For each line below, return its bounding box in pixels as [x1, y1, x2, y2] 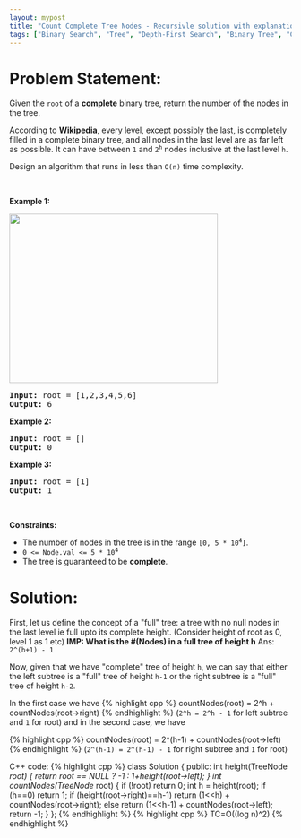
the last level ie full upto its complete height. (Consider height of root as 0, [9, 626, 282, 637]
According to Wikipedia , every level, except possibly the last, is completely [9, 125, 288, 135]
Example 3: [9, 459, 52, 471]
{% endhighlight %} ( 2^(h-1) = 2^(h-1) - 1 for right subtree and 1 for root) [9, 744, 288, 755]
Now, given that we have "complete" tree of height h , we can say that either [9, 661, 288, 672]
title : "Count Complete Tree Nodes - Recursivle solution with [9, 22, 251, 30]
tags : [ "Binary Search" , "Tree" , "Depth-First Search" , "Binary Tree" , [9, 30, 282, 39]
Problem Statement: [9, 68, 162, 89]
